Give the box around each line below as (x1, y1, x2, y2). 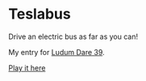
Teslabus (8, 5, 71, 23)
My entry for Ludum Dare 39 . (8, 47, 105, 57)
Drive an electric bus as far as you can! (8, 32, 139, 41)
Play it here (8, 62, 46, 73)
